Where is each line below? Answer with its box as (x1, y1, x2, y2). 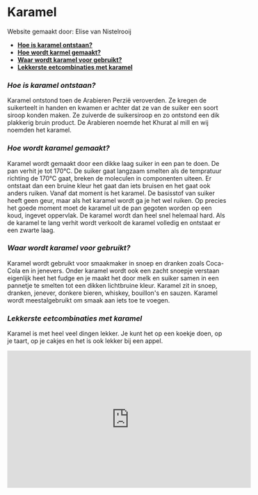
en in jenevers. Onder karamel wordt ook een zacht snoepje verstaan (22, 266, 220, 275)
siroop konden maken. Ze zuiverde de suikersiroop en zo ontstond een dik (7, 111, 220, 119)
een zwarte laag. (7, 226, 56, 234)
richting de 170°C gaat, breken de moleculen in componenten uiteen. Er (7, 174, 212, 182)
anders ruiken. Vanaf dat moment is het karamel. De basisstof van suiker (7, 189, 216, 197)
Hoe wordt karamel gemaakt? (7, 144, 110, 153)
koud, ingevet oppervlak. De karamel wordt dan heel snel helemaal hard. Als (7, 211, 225, 220)
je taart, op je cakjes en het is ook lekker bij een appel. (7, 337, 163, 345)
